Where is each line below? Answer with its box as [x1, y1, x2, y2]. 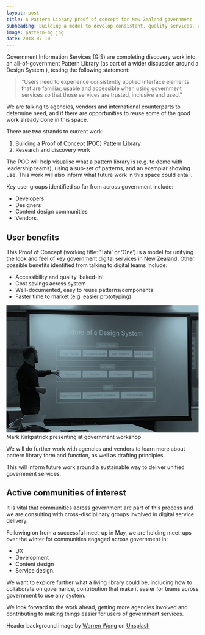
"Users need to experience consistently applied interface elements [21, 78, 190, 86]
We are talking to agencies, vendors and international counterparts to [6, 103, 181, 110]
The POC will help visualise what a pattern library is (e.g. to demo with [6, 158, 183, 165]
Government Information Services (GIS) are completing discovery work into [6, 53, 196, 61]
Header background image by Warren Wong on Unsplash [6, 622, 151, 629]
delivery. [6, 517, 29, 524]
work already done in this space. [6, 116, 88, 124]
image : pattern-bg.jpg [6, 29, 64, 36]
